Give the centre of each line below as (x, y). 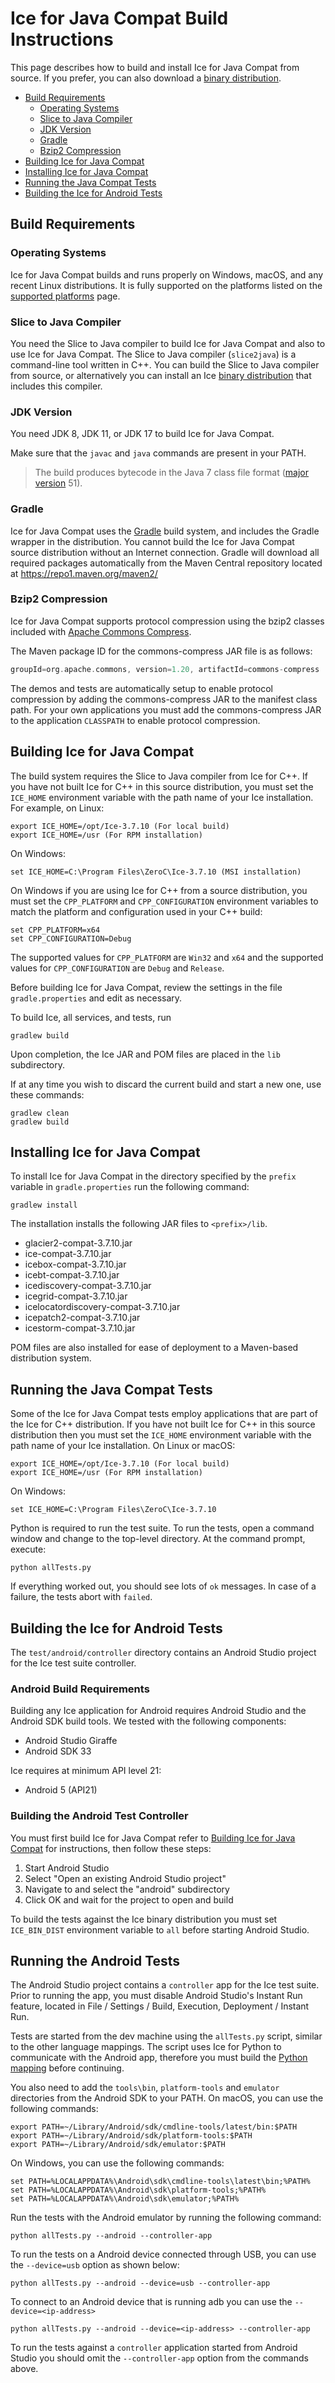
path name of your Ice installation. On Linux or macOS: (123, 1446)
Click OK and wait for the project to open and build (129, 1899)
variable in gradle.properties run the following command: (130, 1187)
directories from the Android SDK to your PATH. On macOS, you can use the (167, 2098)
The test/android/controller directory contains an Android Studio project (163, 1652)
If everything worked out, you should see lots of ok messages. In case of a (163, 1586)
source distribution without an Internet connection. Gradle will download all (165, 552)
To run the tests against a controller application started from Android (154, 2348)
